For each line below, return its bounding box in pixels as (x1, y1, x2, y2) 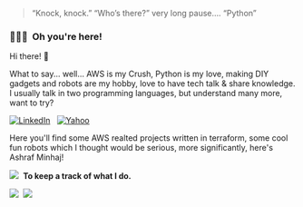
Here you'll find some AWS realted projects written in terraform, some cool (9, 133, 288, 143)
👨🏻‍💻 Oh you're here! (9, 30, 103, 43)
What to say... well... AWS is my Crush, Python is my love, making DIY (9, 68, 269, 80)
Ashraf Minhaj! (9, 152, 64, 163)
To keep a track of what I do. (22, 171, 132, 182)
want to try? (9, 97, 54, 108)
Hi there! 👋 (9, 51, 50, 62)
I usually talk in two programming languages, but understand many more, (9, 88, 283, 99)
